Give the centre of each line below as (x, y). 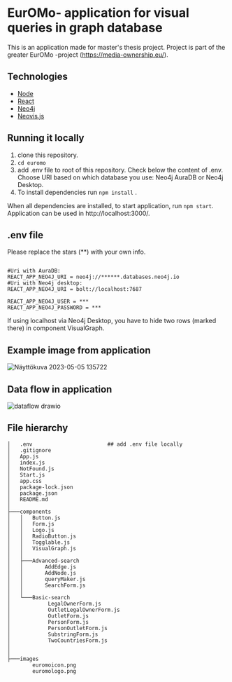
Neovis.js (31, 116)
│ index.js (26, 463)
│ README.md (28, 499)
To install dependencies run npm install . (77, 192)
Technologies (38, 77)
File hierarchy (38, 428)
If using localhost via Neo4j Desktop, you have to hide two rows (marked (112, 321)
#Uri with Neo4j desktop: (45, 283)
